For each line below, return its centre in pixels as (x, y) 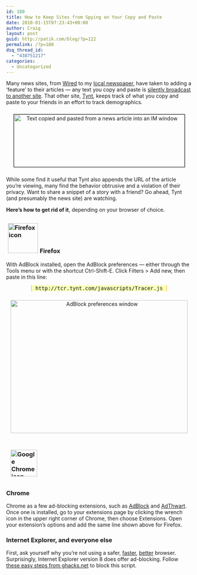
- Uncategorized (31, 67)
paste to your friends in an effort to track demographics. (74, 102)
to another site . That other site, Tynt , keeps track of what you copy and (92, 96)
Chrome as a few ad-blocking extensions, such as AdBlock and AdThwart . (96, 506)
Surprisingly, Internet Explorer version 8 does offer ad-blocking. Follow (92, 559)
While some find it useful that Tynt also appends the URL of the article (91, 180)
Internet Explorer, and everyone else (59, 540)
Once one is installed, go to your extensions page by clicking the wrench (94, 512)
